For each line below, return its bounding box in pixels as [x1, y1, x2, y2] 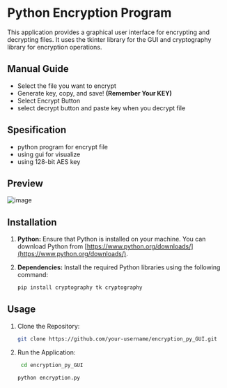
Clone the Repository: [17, 322, 80, 330]
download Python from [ [17, 242, 87, 251]
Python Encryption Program [7, 5, 172, 21]
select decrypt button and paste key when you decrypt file [17, 103, 186, 112]
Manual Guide [7, 63, 70, 75]
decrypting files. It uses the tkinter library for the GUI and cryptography [7, 35, 212, 43]
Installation [7, 216, 57, 228]
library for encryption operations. [7, 43, 102, 51]
